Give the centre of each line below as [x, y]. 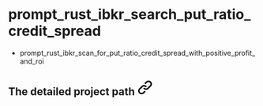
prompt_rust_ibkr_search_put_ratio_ [130, 15]
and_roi [32, 61]
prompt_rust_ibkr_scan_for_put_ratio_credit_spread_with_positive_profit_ [137, 53]
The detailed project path [72, 92]
